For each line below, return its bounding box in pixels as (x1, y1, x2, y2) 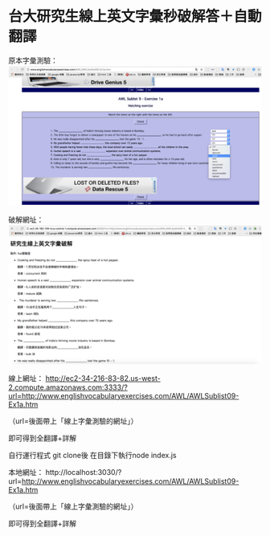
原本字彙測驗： (8, 55, 58, 65)
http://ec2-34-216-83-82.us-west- (45, 373, 161, 383)
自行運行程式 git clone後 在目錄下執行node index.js (8, 450, 177, 460)
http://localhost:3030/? (45, 467, 122, 477)
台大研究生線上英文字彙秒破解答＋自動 (8, 7, 263, 26)
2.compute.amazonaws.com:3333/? (8, 383, 129, 392)
